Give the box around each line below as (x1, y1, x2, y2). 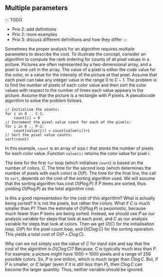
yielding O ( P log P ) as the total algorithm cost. (5, 186, 96, 191)
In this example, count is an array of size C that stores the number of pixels (5, 145, 154, 151)
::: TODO (5, 17, 23, 22)
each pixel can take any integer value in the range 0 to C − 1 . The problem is (5, 77, 157, 83)
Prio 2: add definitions (12, 26, 57, 32)
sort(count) (5, 137, 29, 141)
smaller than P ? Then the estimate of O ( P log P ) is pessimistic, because (5, 205, 146, 211)
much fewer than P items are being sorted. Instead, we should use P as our (5, 210, 155, 216)
